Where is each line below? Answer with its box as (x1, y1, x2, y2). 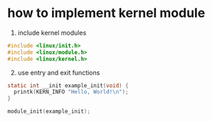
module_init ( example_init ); (7, 108, 91, 115)
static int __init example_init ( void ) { (7, 82, 129, 89)
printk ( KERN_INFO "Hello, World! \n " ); (14, 89, 129, 96)
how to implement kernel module (7, 5, 206, 21)
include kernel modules (17, 28, 87, 37)
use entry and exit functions (17, 68, 100, 77)
